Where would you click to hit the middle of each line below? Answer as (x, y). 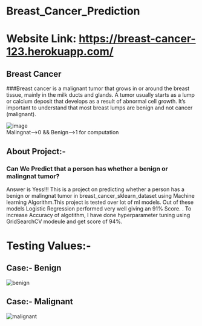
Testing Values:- (49, 246)
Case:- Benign (34, 268)
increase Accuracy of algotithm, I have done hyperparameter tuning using (98, 215)
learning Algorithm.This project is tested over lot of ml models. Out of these (100, 202)
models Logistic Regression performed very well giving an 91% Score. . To (99, 208)
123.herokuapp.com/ (60, 52)
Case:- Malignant (40, 302)
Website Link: (41, 39)
